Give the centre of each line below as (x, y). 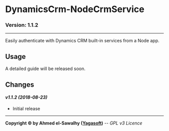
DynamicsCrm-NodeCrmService (75, 9)
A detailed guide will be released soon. (45, 69)
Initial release (26, 108)
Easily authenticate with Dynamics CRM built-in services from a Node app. (82, 41)
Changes (20, 84)
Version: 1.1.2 (22, 25)
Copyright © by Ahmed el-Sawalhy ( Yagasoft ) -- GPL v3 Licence (74, 123)
